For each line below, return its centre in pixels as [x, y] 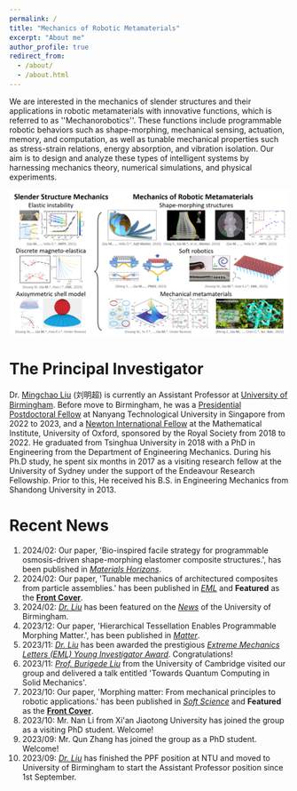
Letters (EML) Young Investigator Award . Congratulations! [127, 654]
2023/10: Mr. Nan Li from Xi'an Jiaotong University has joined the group [153, 720]
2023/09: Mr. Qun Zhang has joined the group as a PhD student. [139, 739]
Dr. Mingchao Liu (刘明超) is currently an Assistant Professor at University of [148, 395]
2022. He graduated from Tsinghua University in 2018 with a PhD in [132, 442]
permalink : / [33, 19]
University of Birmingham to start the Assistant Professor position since [152, 767]
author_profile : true [49, 47]
